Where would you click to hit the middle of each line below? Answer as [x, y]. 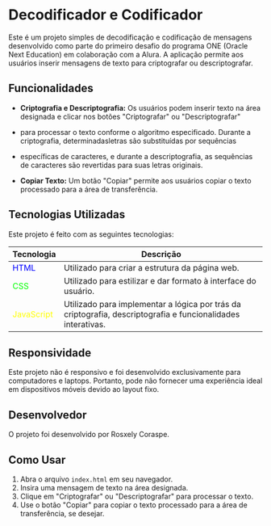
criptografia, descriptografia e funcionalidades [152, 314]
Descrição [161, 254]
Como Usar [37, 459]
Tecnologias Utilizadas [67, 215]
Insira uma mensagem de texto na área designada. [104, 488]
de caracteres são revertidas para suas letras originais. [111, 165]
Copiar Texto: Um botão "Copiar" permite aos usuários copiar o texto [135, 180]
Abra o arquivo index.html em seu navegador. [96, 479]
